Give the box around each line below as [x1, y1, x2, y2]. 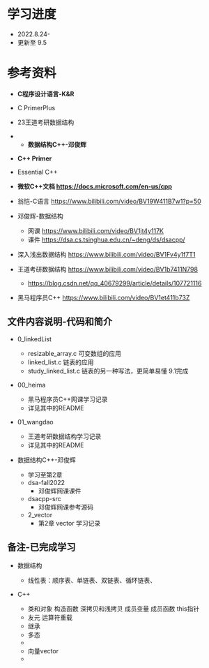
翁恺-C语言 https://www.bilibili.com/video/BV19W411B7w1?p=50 [17, 197, 201, 205]
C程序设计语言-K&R [17, 89, 75, 98]
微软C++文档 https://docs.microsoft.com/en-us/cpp [17, 182, 173, 191]
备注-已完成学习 [7, 542, 76, 554]
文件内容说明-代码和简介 [7, 316, 113, 328]
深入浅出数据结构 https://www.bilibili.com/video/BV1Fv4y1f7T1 [17, 250, 196, 258]
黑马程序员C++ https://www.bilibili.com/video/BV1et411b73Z [17, 293, 190, 302]
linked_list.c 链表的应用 [27, 357, 94, 366]
